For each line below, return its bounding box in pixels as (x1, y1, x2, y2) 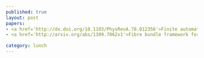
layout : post (5, 15, 39, 21)
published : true (5, 9, 47, 15)
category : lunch (5, 43, 47, 49)
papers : (5, 20, 26, 26)
